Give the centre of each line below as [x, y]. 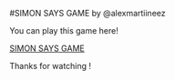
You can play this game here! [64, 30]
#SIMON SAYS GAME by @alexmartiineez [87, 13]
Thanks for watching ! [51, 66]
